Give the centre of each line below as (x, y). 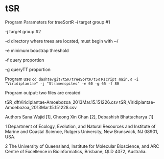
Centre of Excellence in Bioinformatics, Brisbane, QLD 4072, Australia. (76, 151)
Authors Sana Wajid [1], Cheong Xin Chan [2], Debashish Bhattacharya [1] (79, 117)
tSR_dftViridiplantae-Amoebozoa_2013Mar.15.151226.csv (62, 102)
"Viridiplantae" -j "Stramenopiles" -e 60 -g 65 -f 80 (62, 84)
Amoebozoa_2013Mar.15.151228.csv (41, 107)
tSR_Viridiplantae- (137, 102)
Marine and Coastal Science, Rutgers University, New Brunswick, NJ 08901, (82, 131)
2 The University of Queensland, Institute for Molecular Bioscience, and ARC (82, 146)
